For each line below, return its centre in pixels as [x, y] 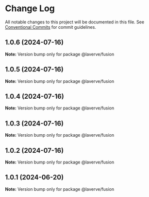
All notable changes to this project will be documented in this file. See [75, 22]
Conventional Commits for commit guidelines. [50, 27]
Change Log [30, 9]
